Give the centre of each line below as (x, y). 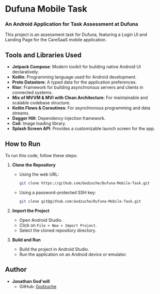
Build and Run (26, 240)
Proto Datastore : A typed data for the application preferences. (74, 82)
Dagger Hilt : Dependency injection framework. (59, 118)
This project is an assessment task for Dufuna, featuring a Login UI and (76, 34)
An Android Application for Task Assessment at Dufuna (72, 24)
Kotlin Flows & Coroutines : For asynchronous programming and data (81, 108)
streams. (21, 113)
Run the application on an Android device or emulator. (73, 254)
